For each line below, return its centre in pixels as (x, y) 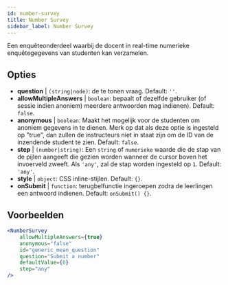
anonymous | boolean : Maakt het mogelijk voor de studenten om (109, 120)
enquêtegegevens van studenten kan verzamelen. (78, 53)
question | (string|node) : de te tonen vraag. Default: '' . (97, 91)
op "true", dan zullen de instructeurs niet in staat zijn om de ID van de (115, 135)
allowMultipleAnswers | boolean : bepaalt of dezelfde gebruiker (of (112, 99)
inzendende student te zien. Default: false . (78, 142)
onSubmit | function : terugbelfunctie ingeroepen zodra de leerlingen (115, 186)
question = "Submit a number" (59, 256)
